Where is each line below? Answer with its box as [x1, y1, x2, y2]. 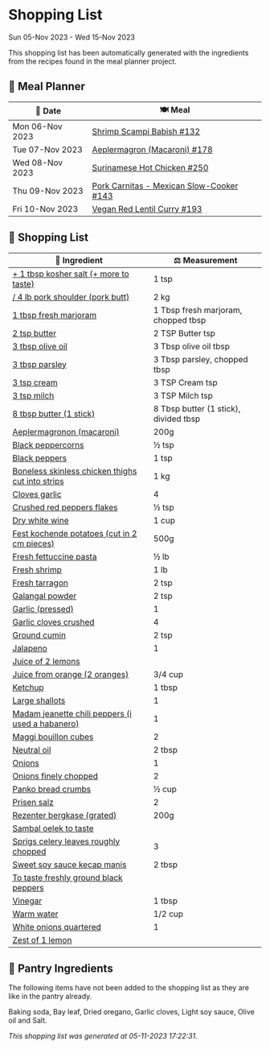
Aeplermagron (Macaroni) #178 [92, 143, 213, 155]
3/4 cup [153, 668, 183, 679]
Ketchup [12, 682, 44, 693]
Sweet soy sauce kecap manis [12, 859, 127, 870]
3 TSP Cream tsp [153, 377, 218, 388]
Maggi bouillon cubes [12, 731, 94, 742]
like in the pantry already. [8, 992, 92, 1002]
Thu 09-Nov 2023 [12, 185, 84, 196]
